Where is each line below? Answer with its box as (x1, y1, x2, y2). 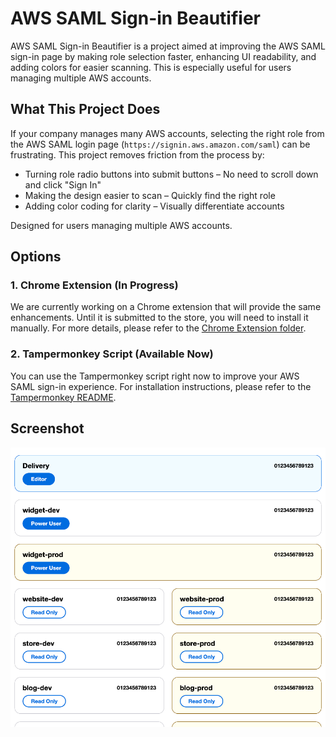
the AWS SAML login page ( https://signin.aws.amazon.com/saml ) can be (10, 138, 311, 150)
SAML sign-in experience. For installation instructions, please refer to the (10, 380, 312, 392)
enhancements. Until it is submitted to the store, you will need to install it (10, 312, 309, 324)
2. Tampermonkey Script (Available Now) (10, 347, 214, 361)
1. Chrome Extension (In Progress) (10, 278, 179, 292)
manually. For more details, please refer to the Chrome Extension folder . (10, 322, 307, 334)
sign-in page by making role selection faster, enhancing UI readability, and (10, 50, 317, 62)
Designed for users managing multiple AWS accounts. (10, 219, 233, 231)
